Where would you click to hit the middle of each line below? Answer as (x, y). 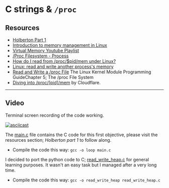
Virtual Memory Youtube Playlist (46, 51)
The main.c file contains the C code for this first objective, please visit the (81, 135)
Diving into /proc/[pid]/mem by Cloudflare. (56, 82)
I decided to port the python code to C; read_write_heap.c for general (77, 159)
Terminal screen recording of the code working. (55, 115)
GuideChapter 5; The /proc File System (53, 77)
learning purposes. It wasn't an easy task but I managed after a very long (81, 165)
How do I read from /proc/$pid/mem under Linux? (64, 61)
